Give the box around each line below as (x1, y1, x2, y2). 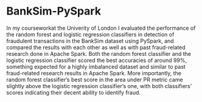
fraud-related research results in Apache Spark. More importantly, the (6, 69, 181, 76)
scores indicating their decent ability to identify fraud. (6, 89, 141, 96)
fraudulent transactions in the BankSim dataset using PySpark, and (6, 37, 175, 44)
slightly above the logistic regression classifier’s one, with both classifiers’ (6, 82, 192, 89)
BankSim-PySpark (6, 4, 102, 18)
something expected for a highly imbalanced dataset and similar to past (6, 63, 186, 70)
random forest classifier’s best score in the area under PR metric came (6, 76, 184, 83)
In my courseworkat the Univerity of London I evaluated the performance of (6, 24, 196, 32)
